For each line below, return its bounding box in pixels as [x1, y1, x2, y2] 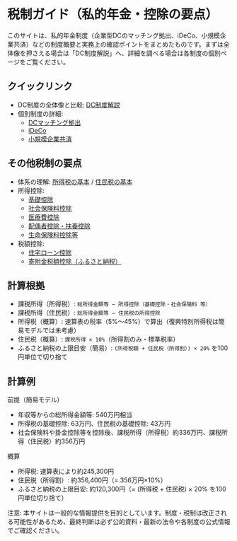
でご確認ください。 [7, 526, 64, 535]
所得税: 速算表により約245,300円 [17, 467, 115, 476]
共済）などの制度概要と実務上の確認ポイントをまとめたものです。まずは [13, 40, 224, 48]
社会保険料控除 [28, 204, 72, 212]
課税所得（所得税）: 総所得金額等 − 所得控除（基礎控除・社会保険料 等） [17, 300, 211, 308]
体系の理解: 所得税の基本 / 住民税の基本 [17, 178, 133, 186]
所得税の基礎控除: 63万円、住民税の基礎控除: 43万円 [17, 419, 171, 428]
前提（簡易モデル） [7, 395, 64, 404]
